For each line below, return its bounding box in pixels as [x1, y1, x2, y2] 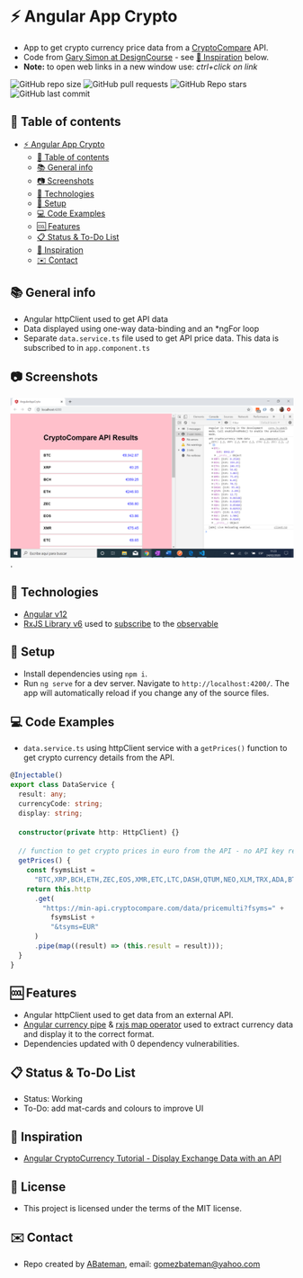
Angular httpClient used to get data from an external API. [22, 1009, 234, 1020]
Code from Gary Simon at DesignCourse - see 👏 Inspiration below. [22, 51, 269, 62]
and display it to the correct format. [22, 1028, 155, 1039]
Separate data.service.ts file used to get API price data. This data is [22, 333, 280, 344]
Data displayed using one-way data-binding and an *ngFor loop [22, 323, 260, 334]
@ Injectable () [10, 771, 64, 780]
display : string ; [18, 809, 84, 818]
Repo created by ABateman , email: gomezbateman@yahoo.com [22, 1258, 261, 1269]
